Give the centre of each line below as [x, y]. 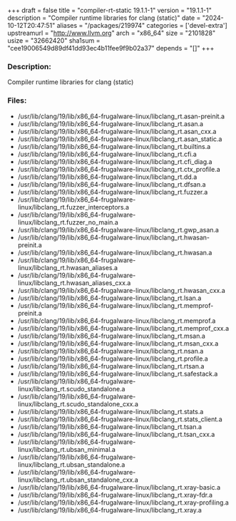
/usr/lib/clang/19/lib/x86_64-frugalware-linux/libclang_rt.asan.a [111, 123]
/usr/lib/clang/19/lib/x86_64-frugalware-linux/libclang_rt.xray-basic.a [119, 487]
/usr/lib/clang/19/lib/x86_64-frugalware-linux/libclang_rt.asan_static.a [120, 139]
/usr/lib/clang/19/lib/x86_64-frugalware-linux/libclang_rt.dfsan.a [112, 184]
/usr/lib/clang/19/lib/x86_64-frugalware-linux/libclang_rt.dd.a [107, 177]
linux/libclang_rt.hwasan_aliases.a [68, 267]
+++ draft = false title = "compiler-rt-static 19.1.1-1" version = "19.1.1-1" [109, 10]
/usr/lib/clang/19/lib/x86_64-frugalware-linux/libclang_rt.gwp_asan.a [118, 229]
